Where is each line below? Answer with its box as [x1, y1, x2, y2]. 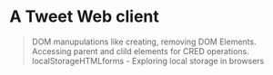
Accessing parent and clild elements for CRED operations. [31, 45, 250, 56]
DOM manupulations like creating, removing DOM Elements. [31, 36, 257, 47]
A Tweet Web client [9, 6, 159, 27]
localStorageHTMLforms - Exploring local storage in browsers [31, 55, 265, 66]
